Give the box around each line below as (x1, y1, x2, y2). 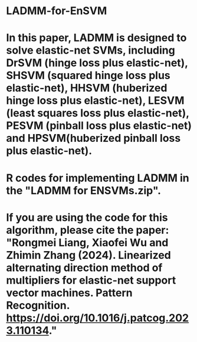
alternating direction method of (6, 261, 163, 274)
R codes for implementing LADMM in (6, 171, 190, 184)
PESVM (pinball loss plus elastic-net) (6, 119, 192, 132)
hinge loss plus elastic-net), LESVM (6, 94, 185, 108)
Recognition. (6, 298, 70, 312)
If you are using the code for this (6, 211, 168, 224)
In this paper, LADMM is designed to (6, 31, 187, 45)
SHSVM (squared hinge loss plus (6, 69, 171, 82)
